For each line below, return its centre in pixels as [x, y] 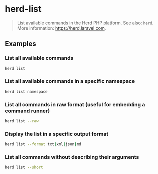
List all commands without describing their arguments [72, 157]
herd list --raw [22, 121]
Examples [21, 44]
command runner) [28, 111]
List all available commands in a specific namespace [70, 81]
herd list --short [24, 168]
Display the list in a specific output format [57, 134]
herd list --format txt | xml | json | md [43, 144]
